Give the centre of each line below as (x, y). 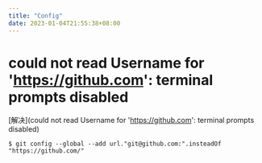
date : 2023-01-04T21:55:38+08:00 (64, 23)
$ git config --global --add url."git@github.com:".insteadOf (115, 144)
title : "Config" (35, 16)
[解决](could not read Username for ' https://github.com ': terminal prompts (131, 120)
